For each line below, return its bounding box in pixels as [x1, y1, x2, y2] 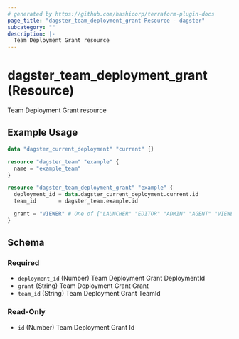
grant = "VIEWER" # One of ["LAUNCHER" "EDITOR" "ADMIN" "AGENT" [14, 210, 212, 217]
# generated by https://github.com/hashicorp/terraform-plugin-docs [7, 10, 215, 18]
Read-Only [7, 307, 46, 317]
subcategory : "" [7, 23, 55, 31]
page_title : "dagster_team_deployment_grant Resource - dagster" [7, 17, 205, 24]
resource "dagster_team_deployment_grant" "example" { [7, 184, 174, 192]
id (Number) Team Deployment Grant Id [17, 323, 135, 331]
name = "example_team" [14, 165, 81, 172]
